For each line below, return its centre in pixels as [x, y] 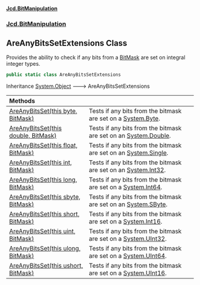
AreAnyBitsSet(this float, [43, 145]
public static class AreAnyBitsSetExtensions [63, 75]
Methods [22, 101]
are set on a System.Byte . [125, 118]
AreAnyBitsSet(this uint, [42, 231]
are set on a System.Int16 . [126, 222]
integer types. [23, 64]
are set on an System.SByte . [128, 204]
